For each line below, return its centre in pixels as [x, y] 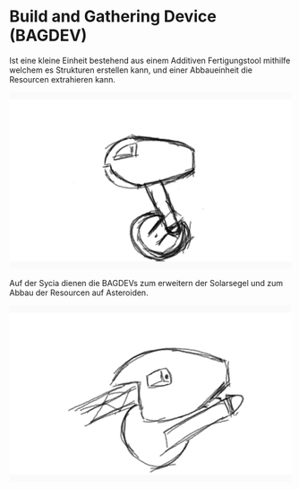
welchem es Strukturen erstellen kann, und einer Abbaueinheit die [131, 70]
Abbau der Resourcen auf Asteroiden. [79, 293]
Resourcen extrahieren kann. [63, 79]
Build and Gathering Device [113, 17]
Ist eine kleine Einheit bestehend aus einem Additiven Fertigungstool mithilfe [150, 60]
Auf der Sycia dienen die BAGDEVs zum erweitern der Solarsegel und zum [146, 283]
